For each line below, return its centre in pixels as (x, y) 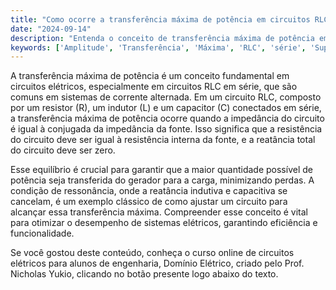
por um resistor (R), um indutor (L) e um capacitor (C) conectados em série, (166, 108)
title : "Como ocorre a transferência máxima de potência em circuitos (160, 19)
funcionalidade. (42, 233)
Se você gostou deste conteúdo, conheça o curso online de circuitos (152, 253)
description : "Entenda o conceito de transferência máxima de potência (162, 38)
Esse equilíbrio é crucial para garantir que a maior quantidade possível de (161, 170)
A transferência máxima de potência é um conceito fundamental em (150, 76)
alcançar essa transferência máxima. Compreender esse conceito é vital (159, 212)
